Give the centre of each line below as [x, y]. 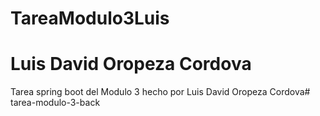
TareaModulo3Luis [90, 18]
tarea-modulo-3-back [55, 103]
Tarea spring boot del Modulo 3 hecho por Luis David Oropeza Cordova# [160, 92]
